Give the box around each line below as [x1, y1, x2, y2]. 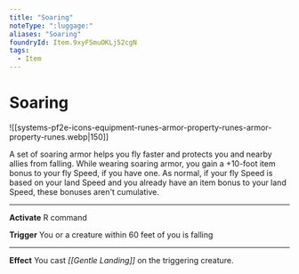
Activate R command [9, 212, 87, 222]
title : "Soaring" [9, 12, 74, 22]
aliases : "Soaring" [9, 29, 82, 38]
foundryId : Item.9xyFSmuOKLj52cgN [9, 37, 138, 47]
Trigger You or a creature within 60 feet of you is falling [9, 229, 214, 240]
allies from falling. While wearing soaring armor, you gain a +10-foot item [9, 157, 276, 169]
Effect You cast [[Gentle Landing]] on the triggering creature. [9, 254, 234, 265]
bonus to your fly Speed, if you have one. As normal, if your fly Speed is [9, 167, 273, 178]
